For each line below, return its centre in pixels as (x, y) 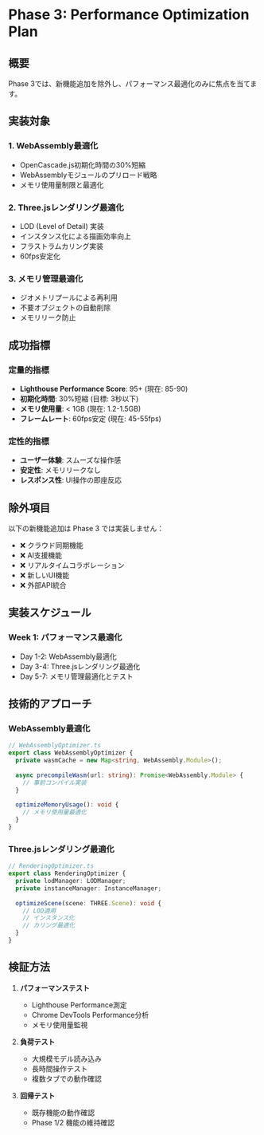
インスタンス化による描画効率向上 (75, 236)
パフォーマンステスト (54, 987)
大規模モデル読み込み (66, 1058)
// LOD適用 (39, 911)
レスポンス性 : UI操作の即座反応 (70, 480)
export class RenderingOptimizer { (67, 874)
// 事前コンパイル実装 (55, 782)
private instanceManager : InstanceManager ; (88, 888)
